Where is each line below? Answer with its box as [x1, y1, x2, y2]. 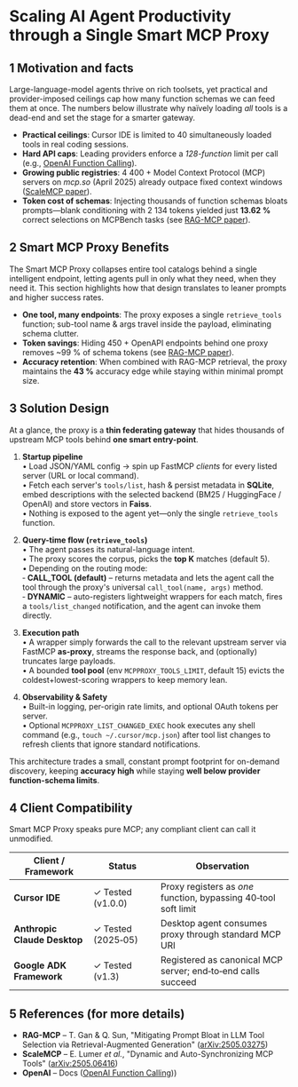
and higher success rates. [9, 291, 105, 303]
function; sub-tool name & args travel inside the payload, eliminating [21, 318, 272, 329]
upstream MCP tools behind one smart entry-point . [9, 433, 199, 445]
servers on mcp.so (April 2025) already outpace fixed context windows [21, 177, 283, 187]
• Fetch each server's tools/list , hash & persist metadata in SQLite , [21, 480, 275, 490]
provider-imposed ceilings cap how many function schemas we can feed [9, 93, 276, 104]
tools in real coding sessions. [21, 139, 129, 149]
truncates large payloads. [21, 655, 116, 666]
